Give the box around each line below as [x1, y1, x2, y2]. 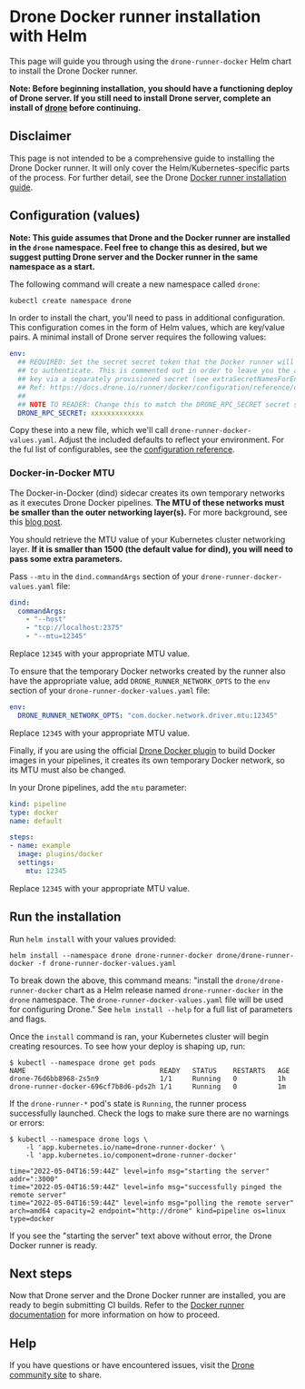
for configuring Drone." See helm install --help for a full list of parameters [9, 1003, 293, 1014]
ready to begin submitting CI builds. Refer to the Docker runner [9, 1300, 245, 1311]
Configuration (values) [9, 208, 141, 223]
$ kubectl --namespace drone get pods [9, 1058, 156, 1068]
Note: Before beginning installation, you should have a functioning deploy [9, 83, 293, 94]
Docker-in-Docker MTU [9, 467, 115, 479]
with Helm [9, 25, 88, 46]
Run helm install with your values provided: [9, 933, 177, 944]
